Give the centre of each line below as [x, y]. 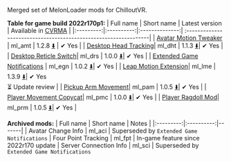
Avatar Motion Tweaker [190, 38]
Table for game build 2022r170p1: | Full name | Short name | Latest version [115, 23]
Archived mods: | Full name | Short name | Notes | [79, 124]
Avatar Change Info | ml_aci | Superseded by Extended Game [113, 131]
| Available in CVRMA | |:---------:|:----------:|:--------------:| [95, 31]
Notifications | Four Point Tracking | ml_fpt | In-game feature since [103, 138]
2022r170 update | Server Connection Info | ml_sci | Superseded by [103, 145]
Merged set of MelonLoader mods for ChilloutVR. [77, 10]
